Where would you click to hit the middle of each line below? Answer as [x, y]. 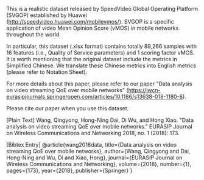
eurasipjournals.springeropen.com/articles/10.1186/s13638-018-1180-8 [95, 97]
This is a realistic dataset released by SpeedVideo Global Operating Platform [102, 9]
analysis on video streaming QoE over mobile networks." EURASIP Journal [100, 126]
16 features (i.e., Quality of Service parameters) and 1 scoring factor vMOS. [100, 53]
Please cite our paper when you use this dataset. [68, 108]
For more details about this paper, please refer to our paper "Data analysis [99, 84]
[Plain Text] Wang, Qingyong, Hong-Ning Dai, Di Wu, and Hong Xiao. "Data [100, 120]
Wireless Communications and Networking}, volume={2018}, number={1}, [99, 164]
